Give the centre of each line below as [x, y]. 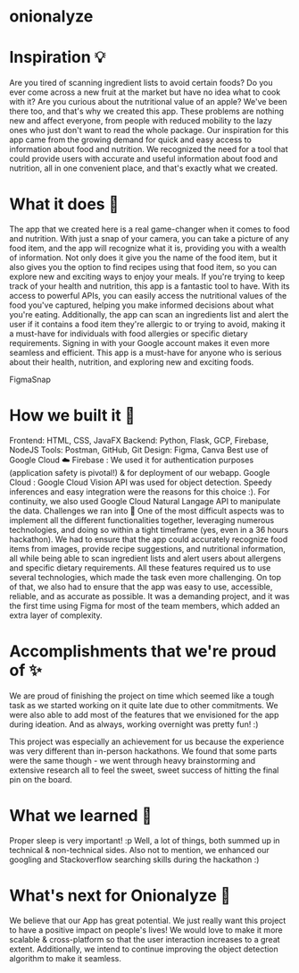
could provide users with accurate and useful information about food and [144, 159]
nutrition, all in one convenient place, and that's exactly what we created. [144, 168]
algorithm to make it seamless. [66, 958]
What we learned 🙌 [81, 816]
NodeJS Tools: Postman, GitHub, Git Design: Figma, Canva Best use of [139, 450]
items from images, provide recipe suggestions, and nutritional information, [147, 549]
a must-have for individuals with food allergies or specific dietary [129, 334]
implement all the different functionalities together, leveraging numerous [142, 520]
